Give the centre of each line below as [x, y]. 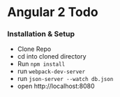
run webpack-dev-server [51, 71]
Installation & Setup [41, 34]
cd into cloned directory [52, 57]
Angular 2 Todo [53, 12]
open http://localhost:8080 [56, 86]
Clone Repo [34, 49]
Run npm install [41, 64]
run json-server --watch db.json [65, 79]
